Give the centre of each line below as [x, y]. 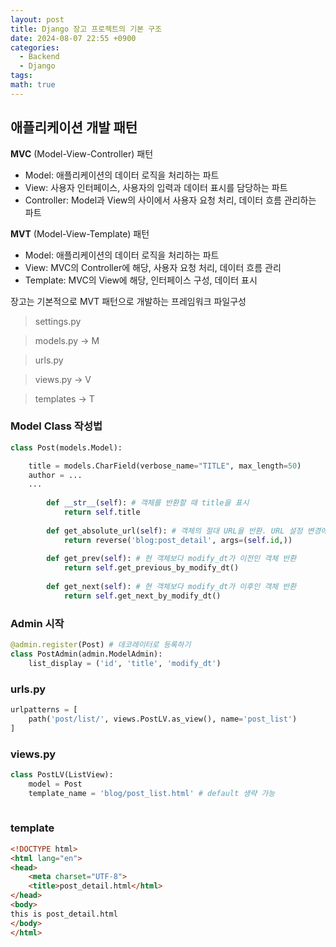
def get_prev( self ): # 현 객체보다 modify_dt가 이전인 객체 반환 [171, 559]
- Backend [39, 57]
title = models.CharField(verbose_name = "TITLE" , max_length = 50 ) [165, 466]
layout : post [37, 19]
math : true [33, 85]
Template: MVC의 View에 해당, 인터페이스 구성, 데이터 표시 [141, 280]
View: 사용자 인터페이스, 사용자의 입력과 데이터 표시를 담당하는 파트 [156, 187]
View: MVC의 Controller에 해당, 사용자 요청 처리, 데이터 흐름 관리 [153, 267]
